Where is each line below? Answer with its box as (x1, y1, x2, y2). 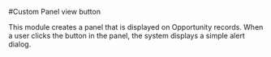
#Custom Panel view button (8, 7, 101, 16)
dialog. (8, 39, 32, 49)
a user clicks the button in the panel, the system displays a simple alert (8, 31, 245, 40)
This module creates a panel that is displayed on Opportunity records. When (8, 22, 264, 31)
